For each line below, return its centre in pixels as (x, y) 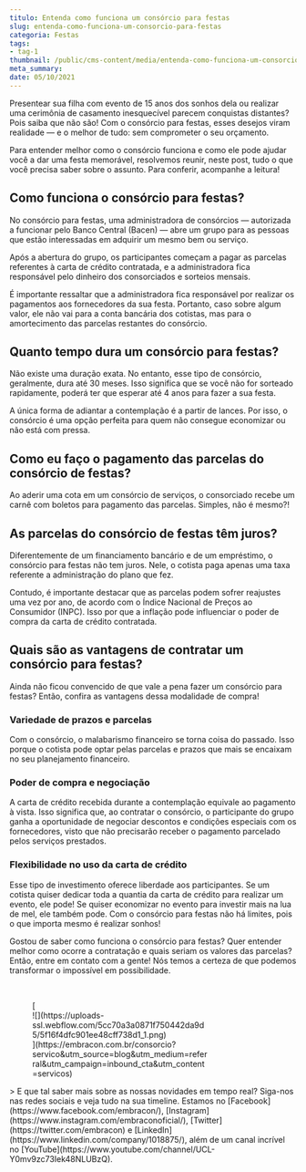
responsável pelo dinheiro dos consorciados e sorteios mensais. (130, 276)
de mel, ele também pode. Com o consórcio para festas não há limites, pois (151, 914)
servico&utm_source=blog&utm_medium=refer (120, 1053)
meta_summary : (36, 69)
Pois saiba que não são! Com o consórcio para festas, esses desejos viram (150, 122)
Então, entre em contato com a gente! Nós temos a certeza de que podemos (153, 960)
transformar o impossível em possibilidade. (90, 970)
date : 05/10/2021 (42, 78)
